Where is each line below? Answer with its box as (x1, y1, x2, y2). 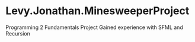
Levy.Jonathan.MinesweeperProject (5, 4, 190, 18)
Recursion (5, 30, 30, 37)
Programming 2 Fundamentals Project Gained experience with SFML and (5, 24, 183, 31)
